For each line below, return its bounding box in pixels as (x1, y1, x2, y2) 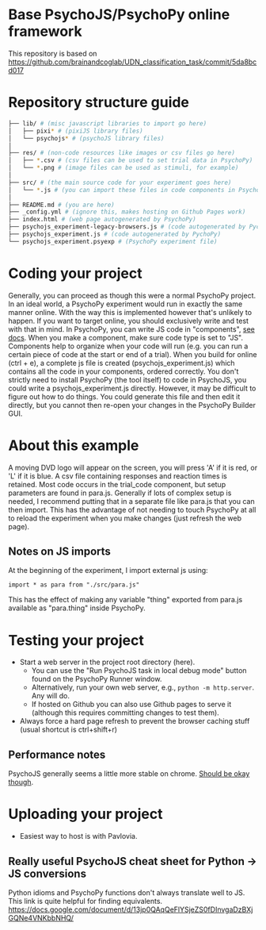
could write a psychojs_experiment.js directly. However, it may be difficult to (8, 383, 256, 393)
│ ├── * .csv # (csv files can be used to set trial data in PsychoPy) (8, 156, 253, 164)
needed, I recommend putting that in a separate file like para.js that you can (8, 496, 255, 505)
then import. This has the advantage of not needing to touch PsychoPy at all (8, 505, 256, 514)
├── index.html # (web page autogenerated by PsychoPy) (8, 216, 196, 224)
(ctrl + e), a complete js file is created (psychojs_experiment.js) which (8, 358, 235, 367)
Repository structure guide (8, 94, 190, 112)
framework (8, 22, 82, 40)
